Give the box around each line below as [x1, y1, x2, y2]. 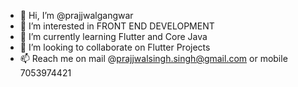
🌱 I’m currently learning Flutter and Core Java [19, 31, 208, 42]
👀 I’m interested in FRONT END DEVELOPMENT [19, 20, 215, 32]
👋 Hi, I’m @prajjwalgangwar [19, 10, 134, 21]
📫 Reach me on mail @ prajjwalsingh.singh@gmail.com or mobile [19, 53, 288, 64]
